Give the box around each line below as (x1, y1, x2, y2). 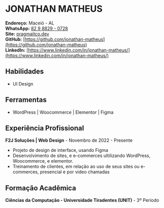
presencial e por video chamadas (40, 169, 110, 175)
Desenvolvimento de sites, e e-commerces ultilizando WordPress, (12, 152, 151, 159)
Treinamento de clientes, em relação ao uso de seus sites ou (12, 164, 140, 170)
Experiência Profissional (5, 123, 84, 133)
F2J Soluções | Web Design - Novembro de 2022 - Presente (5, 137, 133, 143)
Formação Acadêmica (5, 184, 76, 192)
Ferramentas (5, 95, 47, 105)
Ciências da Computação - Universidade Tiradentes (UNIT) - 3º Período (5, 197, 159, 203)
